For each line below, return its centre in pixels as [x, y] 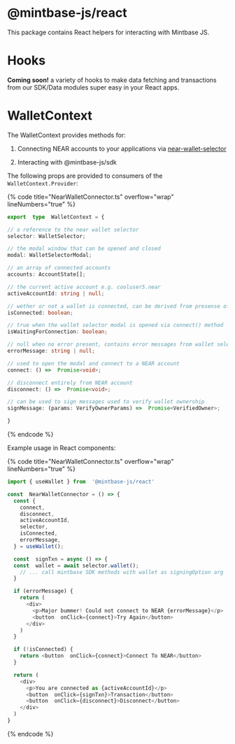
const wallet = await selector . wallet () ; [76, 566]
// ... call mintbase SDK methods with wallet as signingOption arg [122, 572]
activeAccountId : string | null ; [56, 293]
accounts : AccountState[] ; [47, 274]
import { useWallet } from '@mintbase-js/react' [81, 482]
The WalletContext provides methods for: [66, 135]
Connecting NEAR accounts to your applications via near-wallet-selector [122, 148]
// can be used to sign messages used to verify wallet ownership [106, 402]
